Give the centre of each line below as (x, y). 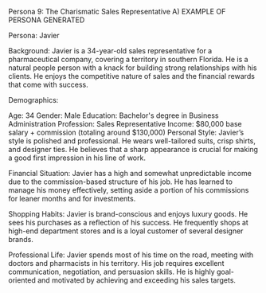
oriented (22, 280)
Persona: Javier (34, 35)
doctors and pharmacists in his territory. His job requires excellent (116, 263)
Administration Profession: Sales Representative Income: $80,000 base (125, 124)
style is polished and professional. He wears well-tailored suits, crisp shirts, (132, 141)
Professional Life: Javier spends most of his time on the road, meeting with (131, 255)
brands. (21, 239)
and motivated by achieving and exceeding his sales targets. (137, 280)
